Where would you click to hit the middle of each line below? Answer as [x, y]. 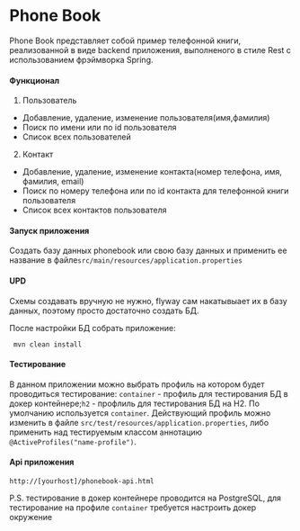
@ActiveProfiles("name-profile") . [73, 441]
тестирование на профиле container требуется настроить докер [133, 507]
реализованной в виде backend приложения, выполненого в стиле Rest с [150, 49]
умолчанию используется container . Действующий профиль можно [140, 413]
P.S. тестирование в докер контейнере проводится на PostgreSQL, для [145, 498]
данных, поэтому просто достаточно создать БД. [104, 310]
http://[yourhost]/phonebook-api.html [82, 481]
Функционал [35, 80]
